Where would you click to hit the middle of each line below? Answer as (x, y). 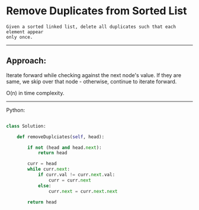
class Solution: (26, 126)
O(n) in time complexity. (35, 93)
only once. (20, 37)
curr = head (42, 164)
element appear (25, 32)
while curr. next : (49, 169)
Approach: (26, 61)
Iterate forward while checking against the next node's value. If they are (94, 75)
